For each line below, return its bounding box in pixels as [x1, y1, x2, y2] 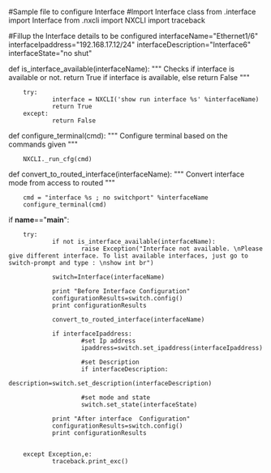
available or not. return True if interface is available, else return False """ [8, 73, 250, 82]
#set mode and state [80, 394, 151, 402]
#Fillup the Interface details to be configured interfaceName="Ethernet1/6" [8, 32, 258, 40]
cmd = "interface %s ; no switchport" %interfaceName [23, 194, 209, 202]
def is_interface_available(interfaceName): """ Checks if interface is [8, 64, 235, 74]
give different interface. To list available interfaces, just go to [8, 252, 249, 260]
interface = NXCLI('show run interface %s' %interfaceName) [51, 96, 260, 104]
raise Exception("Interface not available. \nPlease [80, 245, 264, 253]
